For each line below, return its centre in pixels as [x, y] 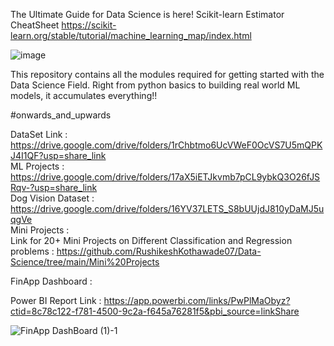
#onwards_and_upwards [61, 115]
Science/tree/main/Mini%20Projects [85, 262]
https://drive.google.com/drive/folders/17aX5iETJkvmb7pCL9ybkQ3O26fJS [165, 177]
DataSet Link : [39, 134]
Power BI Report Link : [56, 300]
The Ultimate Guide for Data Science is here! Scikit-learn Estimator [147, 14]
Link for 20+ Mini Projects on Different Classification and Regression [151, 240]
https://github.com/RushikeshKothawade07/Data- [159, 251]
